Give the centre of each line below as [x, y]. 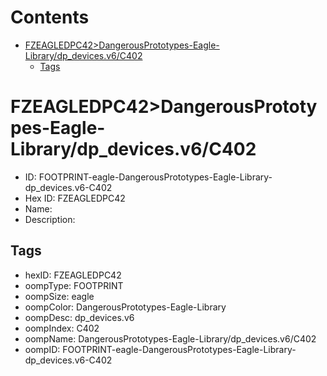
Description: [50, 219]
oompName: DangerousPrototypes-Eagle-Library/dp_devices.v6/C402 [170, 338]
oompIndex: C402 [62, 328]
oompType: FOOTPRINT [74, 285]
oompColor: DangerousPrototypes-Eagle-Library [125, 307]
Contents [50, 17]
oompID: [42, 349]
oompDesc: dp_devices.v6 [79, 317]
